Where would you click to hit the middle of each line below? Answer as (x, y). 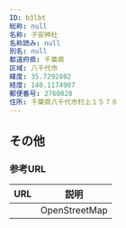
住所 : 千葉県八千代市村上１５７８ (64, 102)
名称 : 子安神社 (34, 34)
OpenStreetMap (74, 211)
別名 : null (28, 52)
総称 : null (28, 26)
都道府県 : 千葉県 (37, 60)
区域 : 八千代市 (34, 69)
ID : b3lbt (28, 18)
